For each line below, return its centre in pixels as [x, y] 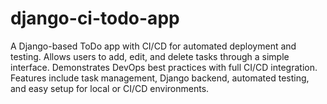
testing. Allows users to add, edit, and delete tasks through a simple [150, 56]
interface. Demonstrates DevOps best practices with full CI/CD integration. [164, 67]
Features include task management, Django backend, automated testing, [160, 78]
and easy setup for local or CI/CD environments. [110, 88]
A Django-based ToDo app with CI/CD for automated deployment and [153, 46]
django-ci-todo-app [95, 18]
